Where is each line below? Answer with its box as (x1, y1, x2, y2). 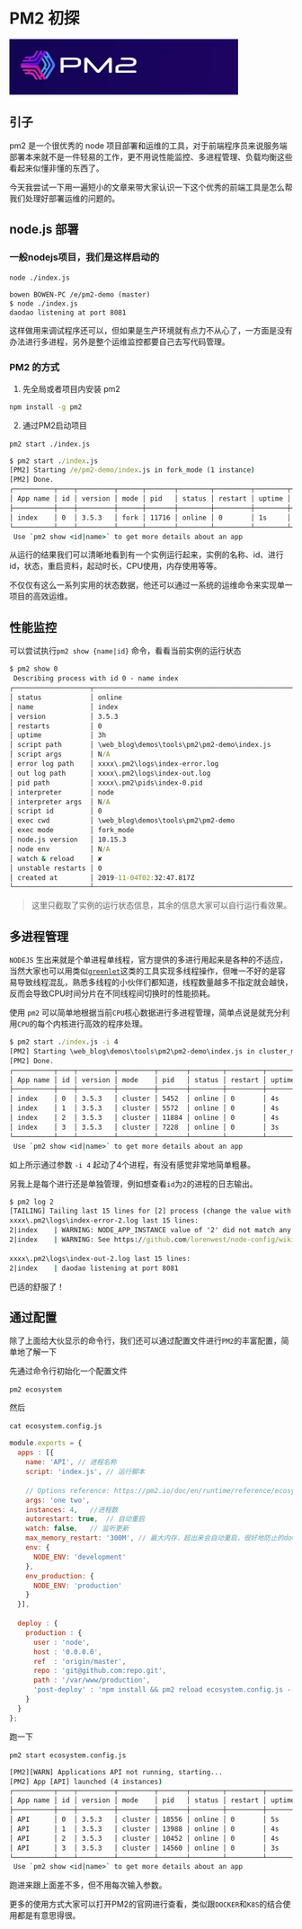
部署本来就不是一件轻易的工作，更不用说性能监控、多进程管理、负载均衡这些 (9, 151, 293, 162)
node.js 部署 (9, 222, 79, 237)
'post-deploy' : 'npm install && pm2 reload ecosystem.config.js (32, 1685, 283, 1694)
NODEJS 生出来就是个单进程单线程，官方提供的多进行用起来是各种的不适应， (9, 955, 288, 965)
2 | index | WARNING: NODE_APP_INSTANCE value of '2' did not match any (9, 1226, 292, 1235)
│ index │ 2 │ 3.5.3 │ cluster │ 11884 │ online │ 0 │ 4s (9, 1114, 280, 1123)
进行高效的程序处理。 (68, 1018, 148, 1029)
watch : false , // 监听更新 (25, 1525, 129, 1533)
